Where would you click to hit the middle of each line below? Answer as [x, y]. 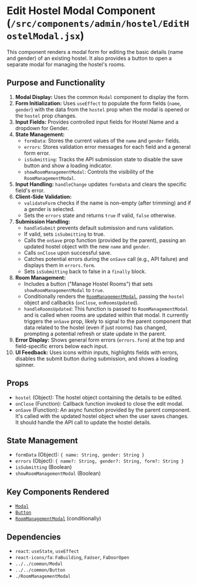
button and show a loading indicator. [68, 165]
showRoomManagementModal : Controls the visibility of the [89, 172]
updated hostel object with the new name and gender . [87, 246]
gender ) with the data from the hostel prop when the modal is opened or [102, 109]
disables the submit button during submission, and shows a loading [96, 358]
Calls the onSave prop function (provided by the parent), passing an [105, 240]
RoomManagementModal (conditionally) [58, 518]
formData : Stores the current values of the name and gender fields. [102, 140]
